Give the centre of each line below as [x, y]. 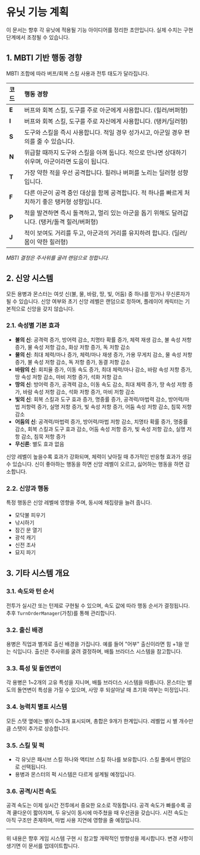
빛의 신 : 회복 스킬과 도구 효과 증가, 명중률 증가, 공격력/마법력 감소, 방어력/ [100, 399]
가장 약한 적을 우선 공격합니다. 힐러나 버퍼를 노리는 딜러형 [100, 172]
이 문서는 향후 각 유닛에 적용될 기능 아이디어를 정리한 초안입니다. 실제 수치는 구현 [100, 30]
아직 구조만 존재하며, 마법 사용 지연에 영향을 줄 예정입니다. [74, 820]
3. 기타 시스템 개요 [38, 573]
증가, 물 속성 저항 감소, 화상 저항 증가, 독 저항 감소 [72, 347]
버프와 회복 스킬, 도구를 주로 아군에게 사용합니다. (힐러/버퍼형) [106, 110]
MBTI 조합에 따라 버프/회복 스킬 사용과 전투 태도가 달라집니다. [78, 73]
